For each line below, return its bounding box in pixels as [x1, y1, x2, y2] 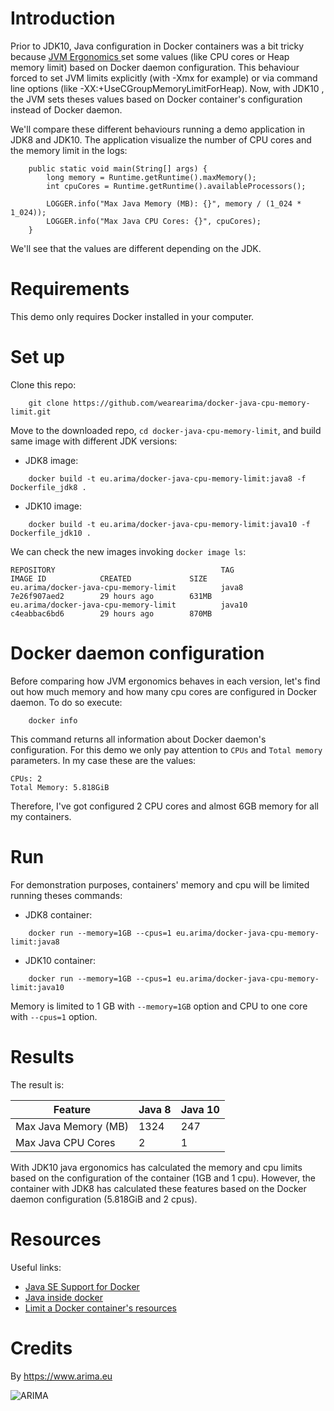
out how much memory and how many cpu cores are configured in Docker [10, 685, 318, 697]
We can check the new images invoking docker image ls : [10, 545, 247, 557]
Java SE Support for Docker [24, 1280, 140, 1292]
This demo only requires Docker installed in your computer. [10, 310, 255, 322]
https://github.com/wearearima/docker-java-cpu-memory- [73, 398, 311, 408]
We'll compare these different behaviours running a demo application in [10, 123, 305, 135]
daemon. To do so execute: [10, 696, 123, 708]
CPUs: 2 [10, 773, 43, 784]
